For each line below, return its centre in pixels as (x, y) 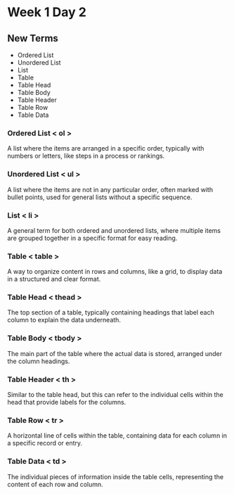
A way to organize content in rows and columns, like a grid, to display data (115, 272)
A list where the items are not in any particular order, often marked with (110, 189)
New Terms (33, 38)
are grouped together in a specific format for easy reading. (92, 238)
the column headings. (39, 361)
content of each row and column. (55, 484)
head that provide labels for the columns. (67, 403)
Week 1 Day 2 (47, 12)
